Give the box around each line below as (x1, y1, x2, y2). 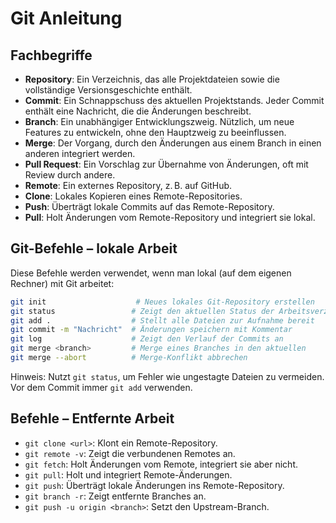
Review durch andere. (24, 169, 116, 181)
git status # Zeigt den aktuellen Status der (10, 306, 275, 316)
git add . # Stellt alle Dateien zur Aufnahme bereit (10, 315, 315, 326)
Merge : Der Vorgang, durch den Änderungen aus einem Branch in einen (24, 137, 322, 149)
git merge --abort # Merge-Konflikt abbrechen (10, 353, 248, 363)
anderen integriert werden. (24, 148, 136, 159)
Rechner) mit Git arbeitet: (10, 277, 115, 289)
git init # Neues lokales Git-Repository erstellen (10, 297, 315, 307)
